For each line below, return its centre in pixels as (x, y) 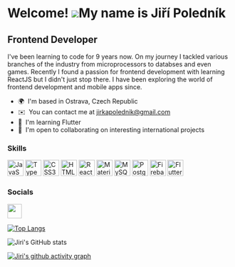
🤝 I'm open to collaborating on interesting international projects (111, 130)
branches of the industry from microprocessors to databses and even (109, 64)
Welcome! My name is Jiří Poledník (117, 13)
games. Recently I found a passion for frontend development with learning (116, 72)
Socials (20, 192)
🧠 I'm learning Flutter (49, 122)
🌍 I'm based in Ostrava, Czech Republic (78, 101)
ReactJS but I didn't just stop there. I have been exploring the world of (110, 79)
